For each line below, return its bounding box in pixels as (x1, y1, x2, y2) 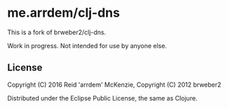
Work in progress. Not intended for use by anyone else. (7, 41, 167, 50)
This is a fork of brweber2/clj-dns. (7, 28, 107, 36)
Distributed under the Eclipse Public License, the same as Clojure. (7, 94, 198, 102)
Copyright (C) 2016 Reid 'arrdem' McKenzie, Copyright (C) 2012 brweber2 (7, 80, 222, 89)
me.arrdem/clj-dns (7, 5, 121, 21)
